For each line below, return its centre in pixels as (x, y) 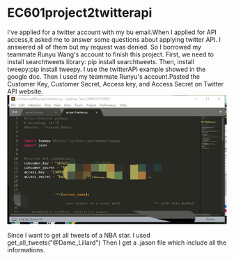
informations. (26, 250)
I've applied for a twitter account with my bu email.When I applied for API (112, 32)
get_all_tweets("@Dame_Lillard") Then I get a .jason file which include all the (117, 243)
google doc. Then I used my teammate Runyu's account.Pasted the (104, 76)
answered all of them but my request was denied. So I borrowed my (104, 47)
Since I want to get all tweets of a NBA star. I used (79, 235)
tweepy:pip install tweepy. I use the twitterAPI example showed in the (107, 69)
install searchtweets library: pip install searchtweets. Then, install (101, 61)
